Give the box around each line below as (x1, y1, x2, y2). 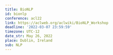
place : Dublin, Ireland (5, 38, 53, 43)
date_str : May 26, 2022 (5, 34, 53, 39)
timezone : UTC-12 (5, 29, 40, 34)
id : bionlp (5, 11, 27, 16)
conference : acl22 (5, 16, 42, 21)
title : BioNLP (5, 7, 34, 12)
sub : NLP (5, 43, 23, 47)
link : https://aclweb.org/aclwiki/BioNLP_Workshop (5, 20, 109, 25)
